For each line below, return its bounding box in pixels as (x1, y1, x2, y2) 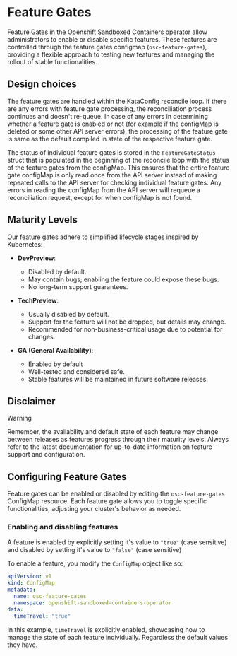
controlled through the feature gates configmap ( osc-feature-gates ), (7, 42, 207, 51)
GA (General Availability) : (17, 346, 94, 354)
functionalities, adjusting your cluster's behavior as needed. (7, 505, 181, 513)
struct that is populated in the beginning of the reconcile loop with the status (7, 156, 229, 164)
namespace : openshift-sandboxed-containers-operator (13, 599, 172, 607)
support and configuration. (7, 450, 85, 459)
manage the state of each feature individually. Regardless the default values (7, 633, 228, 641)
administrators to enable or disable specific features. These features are (7, 35, 217, 43)
